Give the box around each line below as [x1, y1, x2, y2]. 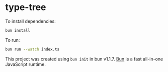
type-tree [5, 2, 46, 13]
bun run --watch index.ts [5, 47, 59, 52]
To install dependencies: [5, 18, 56, 24]
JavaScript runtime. [5, 61, 46, 67]
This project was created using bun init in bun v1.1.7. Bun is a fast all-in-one [5, 56, 163, 62]
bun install [5, 28, 30, 33]
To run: [5, 37, 20, 43]
